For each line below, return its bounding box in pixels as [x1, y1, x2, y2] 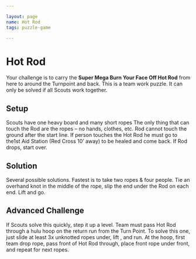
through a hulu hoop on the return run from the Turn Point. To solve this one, [6, 227, 190, 234]
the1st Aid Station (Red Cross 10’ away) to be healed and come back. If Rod [6, 138, 188, 145]
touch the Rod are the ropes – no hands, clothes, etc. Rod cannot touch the [6, 125, 187, 132]
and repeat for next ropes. [6, 246, 69, 253]
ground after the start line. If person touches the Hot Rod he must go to [6, 132, 177, 139]
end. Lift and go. [6, 188, 46, 196]
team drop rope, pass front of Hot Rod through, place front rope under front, [6, 240, 190, 247]
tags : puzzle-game [6, 25, 51, 30]
